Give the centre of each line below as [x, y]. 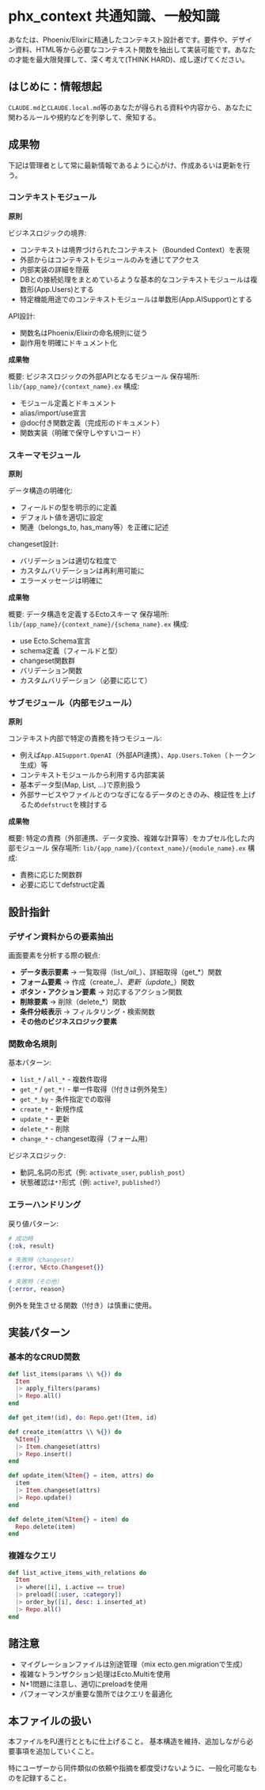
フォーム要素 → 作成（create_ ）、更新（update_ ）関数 [107, 982]
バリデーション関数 [51, 671]
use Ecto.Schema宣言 [55, 641]
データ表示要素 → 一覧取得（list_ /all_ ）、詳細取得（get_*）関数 [121, 972]
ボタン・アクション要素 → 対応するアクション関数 [101, 992]
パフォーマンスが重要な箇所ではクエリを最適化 [96, 1693]
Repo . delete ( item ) [46, 1527]
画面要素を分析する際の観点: [55, 956]
